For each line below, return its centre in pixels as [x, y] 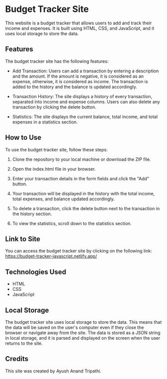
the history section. [32, 214]
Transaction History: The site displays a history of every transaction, [82, 96]
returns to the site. [24, 343]
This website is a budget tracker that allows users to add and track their [79, 23]
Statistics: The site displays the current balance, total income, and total [85, 117]
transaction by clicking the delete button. [54, 107]
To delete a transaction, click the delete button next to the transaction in [86, 208]
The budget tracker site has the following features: [57, 61]
